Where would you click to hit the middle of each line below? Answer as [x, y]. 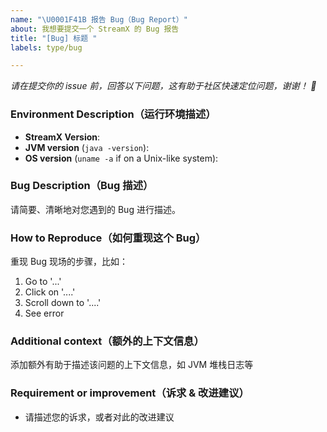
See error [44, 313]
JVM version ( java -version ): [87, 147]
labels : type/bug [46, 47]
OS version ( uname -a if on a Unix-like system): [121, 158]
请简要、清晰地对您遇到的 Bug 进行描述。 [95, 209]
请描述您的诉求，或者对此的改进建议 [99, 417]
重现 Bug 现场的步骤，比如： [69, 262]
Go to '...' [43, 282]
